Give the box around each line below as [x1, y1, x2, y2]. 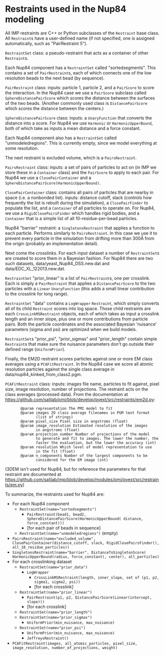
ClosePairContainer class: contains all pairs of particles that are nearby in [5, 189, 154, 195]
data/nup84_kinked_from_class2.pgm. [5, 371, 82, 377]
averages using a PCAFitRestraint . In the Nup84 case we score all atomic [5, 361, 154, 367]
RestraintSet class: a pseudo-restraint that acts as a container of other [5, 50, 149, 56]
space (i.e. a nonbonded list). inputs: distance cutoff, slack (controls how [5, 195, 152, 201]
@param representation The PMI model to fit [20, 406, 113, 411]
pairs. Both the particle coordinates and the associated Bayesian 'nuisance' [5, 321, 157, 327]
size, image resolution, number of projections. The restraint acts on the [5, 386, 148, 392]
